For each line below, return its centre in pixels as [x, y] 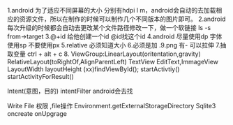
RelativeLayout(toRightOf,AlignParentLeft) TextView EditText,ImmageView [113, 62]
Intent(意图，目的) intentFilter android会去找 [70, 91]
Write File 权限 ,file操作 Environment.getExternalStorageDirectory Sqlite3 [112, 106]
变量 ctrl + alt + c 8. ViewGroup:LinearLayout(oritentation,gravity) [107, 54]
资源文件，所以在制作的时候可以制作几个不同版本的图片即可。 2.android [122, 19]
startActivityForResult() [41, 76]
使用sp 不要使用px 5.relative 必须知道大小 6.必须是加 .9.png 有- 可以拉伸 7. [114, 45]
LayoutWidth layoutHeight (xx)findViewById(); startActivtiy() [93, 69]
